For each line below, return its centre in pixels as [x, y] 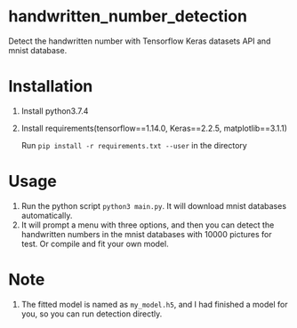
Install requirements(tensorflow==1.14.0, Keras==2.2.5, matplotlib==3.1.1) [154, 128]
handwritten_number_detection [128, 16]
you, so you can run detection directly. [92, 314]
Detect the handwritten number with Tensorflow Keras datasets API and [140, 41]
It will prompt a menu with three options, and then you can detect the [148, 225]
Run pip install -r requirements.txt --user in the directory [134, 145]
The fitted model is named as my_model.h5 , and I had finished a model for [154, 304]
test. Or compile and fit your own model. [95, 244]
